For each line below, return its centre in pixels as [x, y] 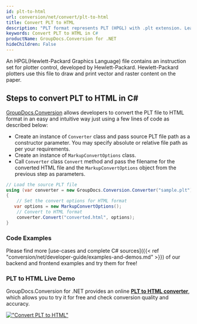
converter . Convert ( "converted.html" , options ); [76, 217]
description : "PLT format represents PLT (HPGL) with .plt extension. [94, 28]
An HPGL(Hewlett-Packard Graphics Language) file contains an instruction [96, 61]
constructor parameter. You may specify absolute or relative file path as [101, 142]
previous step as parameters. [50, 173]
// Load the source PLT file [42, 185]
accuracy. [18, 304]
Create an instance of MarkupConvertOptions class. [75, 155]
